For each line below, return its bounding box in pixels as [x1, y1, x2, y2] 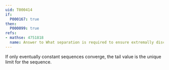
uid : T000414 [5, 7, 33, 12]
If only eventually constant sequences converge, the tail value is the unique [5, 53, 161, 59]
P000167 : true [10, 16, 39, 21]
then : [5, 21, 17, 26]
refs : [5, 30, 17, 35]
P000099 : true [10, 26, 39, 31]
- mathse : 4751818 [5, 35, 44, 40]
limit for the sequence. [5, 58, 52, 65]
